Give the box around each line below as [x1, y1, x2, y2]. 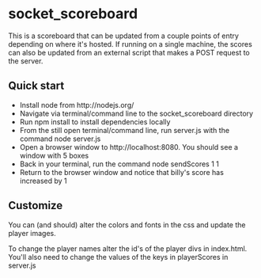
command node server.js [19, 134, 101, 143]
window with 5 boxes [19, 150, 89, 160]
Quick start [8, 79, 65, 93]
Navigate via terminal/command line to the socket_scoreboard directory [19, 109, 254, 118]
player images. [8, 228, 57, 238]
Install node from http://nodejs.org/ [19, 100, 134, 109]
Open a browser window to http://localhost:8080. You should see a [19, 142, 239, 151]
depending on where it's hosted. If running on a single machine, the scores [8, 39, 253, 48]
